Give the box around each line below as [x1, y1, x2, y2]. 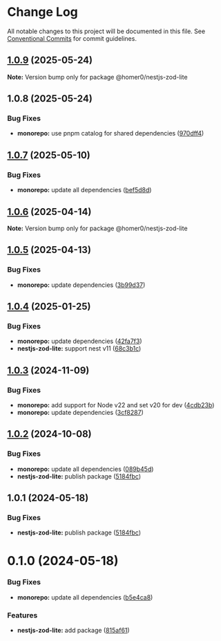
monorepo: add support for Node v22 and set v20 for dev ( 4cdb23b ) [17, 401, 215, 409]
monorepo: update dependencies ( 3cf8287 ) [17, 409, 144, 416]
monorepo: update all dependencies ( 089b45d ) [17, 465, 154, 473]
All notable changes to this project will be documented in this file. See [7, 27, 206, 35]
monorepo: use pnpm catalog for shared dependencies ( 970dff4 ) [17, 129, 204, 138]
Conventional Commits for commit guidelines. [7, 34, 137, 42]
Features [7, 610, 38, 620]
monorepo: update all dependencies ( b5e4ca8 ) [17, 593, 153, 602]
